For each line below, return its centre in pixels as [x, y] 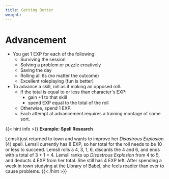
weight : [13, 15]
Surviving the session [43, 60]
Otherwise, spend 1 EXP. [46, 108]
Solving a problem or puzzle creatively [61, 65]
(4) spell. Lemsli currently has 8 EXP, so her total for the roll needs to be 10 [83, 144]
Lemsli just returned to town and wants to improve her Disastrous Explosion [84, 139]
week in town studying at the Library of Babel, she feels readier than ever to [85, 166]
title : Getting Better [29, 10]
